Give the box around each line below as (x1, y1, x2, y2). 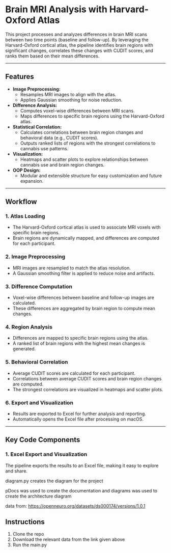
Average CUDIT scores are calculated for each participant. (12, 370, 136, 376)
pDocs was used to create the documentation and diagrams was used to (5, 487, 158, 493)
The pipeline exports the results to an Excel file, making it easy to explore (5, 462, 159, 468)
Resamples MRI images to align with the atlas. (20, 91, 117, 97)
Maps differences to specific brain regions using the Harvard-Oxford (20, 113, 164, 119)
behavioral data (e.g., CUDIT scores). (20, 134, 98, 141)
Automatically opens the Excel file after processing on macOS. (12, 416, 144, 422)
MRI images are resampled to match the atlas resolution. (12, 265, 131, 271)
